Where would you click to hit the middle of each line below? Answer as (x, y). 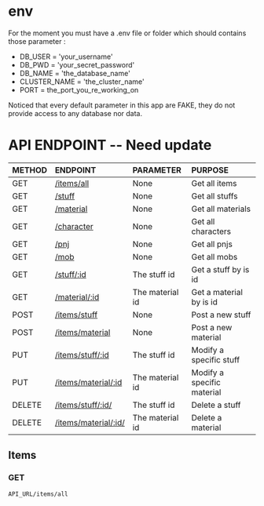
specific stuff (216, 359)
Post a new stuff (221, 315)
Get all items (214, 183)
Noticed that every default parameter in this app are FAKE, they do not (122, 105)
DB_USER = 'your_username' (66, 56)
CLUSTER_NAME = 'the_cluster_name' (82, 82)
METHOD (30, 169)
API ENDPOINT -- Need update (110, 146)
